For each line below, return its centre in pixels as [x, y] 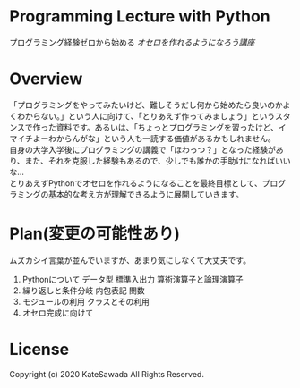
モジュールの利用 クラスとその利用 [86, 301]
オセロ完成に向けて [58, 312]
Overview [46, 79]
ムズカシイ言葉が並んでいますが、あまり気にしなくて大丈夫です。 [130, 260]
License [39, 350]
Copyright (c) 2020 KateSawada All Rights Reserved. [107, 374]
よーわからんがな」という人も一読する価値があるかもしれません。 [154, 138]
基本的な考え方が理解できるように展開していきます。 [146, 194]
